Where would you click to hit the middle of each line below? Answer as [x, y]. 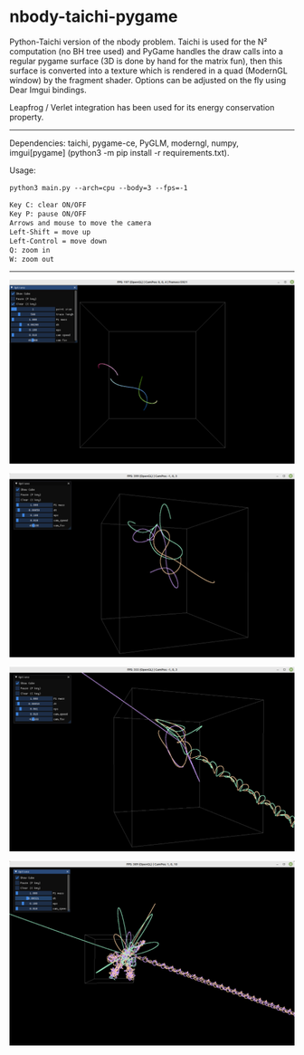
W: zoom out [32, 259]
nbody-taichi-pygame [94, 17]
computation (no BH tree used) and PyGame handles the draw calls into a [146, 51]
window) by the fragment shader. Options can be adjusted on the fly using [148, 80]
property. [27, 117]
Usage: [23, 170]
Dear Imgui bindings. [48, 90]
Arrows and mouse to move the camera [81, 223]
